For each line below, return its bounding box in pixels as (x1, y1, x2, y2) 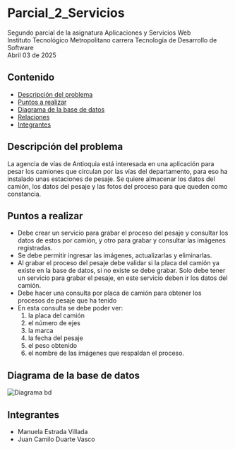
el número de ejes (28, 319, 81, 327)
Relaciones (17, 112, 50, 121)
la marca (28, 327, 54, 335)
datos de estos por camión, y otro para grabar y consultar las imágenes (17, 236, 226, 245)
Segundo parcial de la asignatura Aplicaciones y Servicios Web (7, 28, 191, 37)
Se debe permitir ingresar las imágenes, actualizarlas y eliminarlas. (17, 251, 212, 260)
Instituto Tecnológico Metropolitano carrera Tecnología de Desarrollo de (7, 35, 217, 44)
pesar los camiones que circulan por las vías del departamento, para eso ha (7, 167, 228, 175)
